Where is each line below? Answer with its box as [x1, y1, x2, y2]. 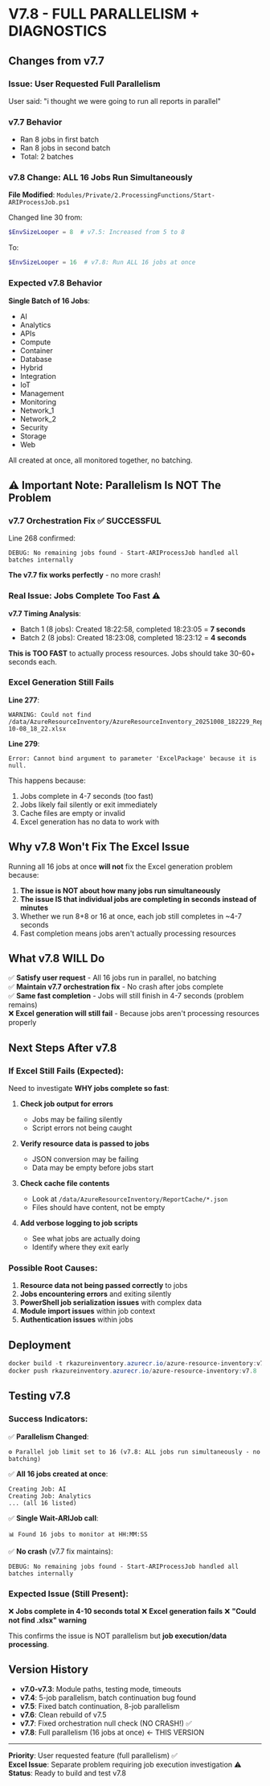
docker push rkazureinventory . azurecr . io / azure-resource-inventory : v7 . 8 [8, 1367, 257, 1376]
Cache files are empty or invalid [19, 808, 126, 817]
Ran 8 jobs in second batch [19, 143, 111, 153]
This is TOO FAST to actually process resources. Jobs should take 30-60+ [8, 648, 256, 658]
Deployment [8, 1338, 72, 1352]
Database [19, 354, 52, 364]
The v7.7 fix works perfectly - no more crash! [8, 570, 161, 580]
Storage [19, 431, 47, 441]
